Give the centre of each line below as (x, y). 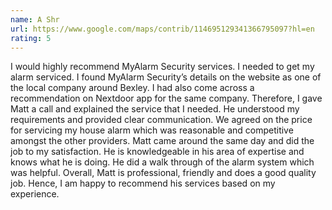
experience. (35, 194)
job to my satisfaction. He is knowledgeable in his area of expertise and (157, 152)
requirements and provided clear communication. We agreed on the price (161, 120)
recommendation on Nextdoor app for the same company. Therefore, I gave (166, 98)
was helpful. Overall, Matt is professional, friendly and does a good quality (163, 173)
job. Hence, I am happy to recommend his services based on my (143, 183)
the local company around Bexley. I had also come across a (132, 88)
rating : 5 (31, 38)
